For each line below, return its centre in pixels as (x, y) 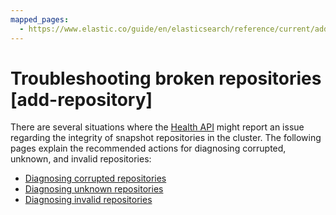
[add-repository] (81, 99)
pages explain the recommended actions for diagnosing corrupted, (148, 148)
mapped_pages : (40, 19)
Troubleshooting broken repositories (166, 78)
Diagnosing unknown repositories (94, 189)
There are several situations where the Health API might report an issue (157, 127)
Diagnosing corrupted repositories (95, 178)
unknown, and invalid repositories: (81, 159)
